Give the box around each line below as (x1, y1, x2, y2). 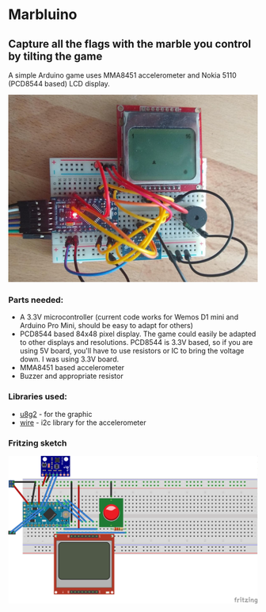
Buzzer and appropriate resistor (19, 371, 124, 381)
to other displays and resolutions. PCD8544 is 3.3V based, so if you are (19, 338, 253, 347)
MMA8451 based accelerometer (19, 363, 125, 373)
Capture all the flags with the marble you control (8, 37, 252, 51)
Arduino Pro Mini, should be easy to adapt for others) (19, 321, 194, 331)
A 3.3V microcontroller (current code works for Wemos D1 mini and (19, 312, 239, 322)
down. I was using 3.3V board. (19, 354, 120, 364)
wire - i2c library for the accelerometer (19, 418, 146, 427)
